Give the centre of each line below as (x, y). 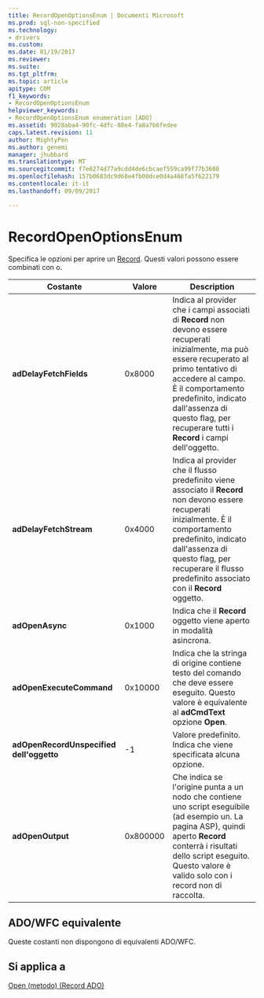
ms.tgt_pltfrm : (33, 74)
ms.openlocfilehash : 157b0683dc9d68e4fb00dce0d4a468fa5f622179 (114, 177)
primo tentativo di (205, 368)
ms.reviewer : (29, 60)
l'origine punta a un (208, 786)
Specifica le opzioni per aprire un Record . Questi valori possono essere (123, 259)
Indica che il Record (209, 611)
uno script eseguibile (211, 806)
